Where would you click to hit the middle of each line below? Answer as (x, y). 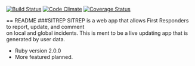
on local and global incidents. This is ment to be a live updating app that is (97, 33)
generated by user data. (36, 39)
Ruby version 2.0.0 (38, 51)
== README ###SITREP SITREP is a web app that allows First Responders (97, 20)
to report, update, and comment (45, 27)
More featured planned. (44, 57)
